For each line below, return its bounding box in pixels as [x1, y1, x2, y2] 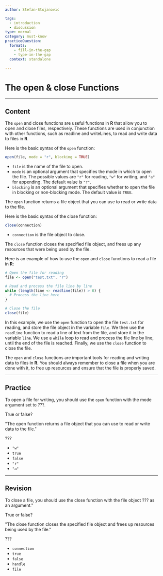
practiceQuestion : [5, 38, 42, 44]
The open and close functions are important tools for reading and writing [5, 354, 149, 361]
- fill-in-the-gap [14, 47, 51, 53]
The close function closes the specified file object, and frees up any [5, 241, 142, 247]
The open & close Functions [5, 82, 119, 93]
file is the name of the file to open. [12, 164, 83, 169]
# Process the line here [9, 293, 60, 298]
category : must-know [5, 34, 47, 39]
